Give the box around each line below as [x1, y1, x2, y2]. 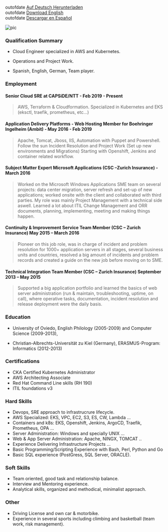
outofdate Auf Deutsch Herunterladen [5, 5, 83, 10]
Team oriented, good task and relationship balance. [12, 476, 119, 482]
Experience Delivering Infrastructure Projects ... [12, 441, 111, 447]
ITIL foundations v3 [12, 385, 53, 391]
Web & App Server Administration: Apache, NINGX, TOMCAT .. [12, 436, 142, 442]
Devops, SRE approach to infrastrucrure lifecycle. [12, 409, 115, 415]
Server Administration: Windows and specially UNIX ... [12, 431, 125, 437]
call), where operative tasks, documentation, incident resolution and [17, 296, 158, 302]
